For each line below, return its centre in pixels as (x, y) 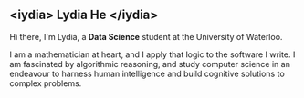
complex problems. (46, 83)
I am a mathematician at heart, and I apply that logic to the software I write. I (152, 54)
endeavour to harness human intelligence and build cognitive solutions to (147, 73)
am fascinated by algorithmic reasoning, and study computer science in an (150, 64)
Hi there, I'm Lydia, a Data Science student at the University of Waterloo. (146, 36)
